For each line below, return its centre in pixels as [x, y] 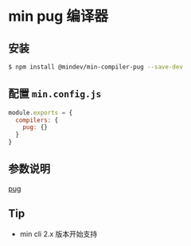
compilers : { [37, 120]
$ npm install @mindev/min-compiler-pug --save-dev [95, 67]
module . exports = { [41, 112]
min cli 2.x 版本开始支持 [58, 234]
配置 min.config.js [55, 94]
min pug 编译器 [58, 16]
